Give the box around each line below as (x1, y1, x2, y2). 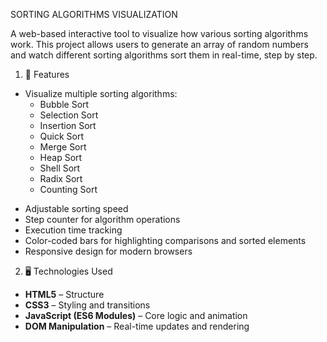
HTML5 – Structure (24, 289, 105, 300)
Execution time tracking (24, 224, 123, 236)
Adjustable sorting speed (24, 203, 129, 214)
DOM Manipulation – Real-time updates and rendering (24, 320, 250, 332)
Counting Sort (39, 184, 98, 195)
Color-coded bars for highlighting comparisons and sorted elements (24, 235, 307, 246)
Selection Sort (39, 109, 99, 121)
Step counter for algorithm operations (24, 214, 181, 225)
